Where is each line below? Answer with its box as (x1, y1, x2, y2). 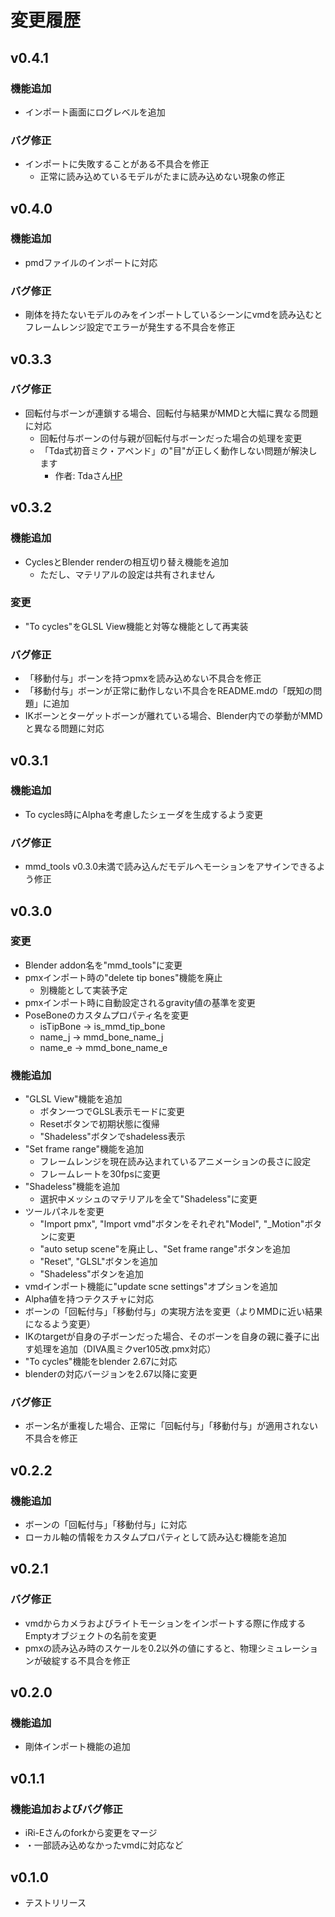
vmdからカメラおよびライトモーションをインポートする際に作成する (24, 1617, 307, 1629)
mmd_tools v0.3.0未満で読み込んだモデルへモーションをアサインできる (24, 861, 317, 873)
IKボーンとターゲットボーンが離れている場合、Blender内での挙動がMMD (24, 710, 323, 722)
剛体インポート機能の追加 (24, 1741, 131, 1753)
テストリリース (24, 1896, 87, 1908)
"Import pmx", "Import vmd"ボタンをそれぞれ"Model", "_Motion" (39, 1218, 305, 1230)
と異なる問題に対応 (24, 722, 105, 735)
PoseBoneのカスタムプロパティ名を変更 (24, 1009, 189, 1021)
